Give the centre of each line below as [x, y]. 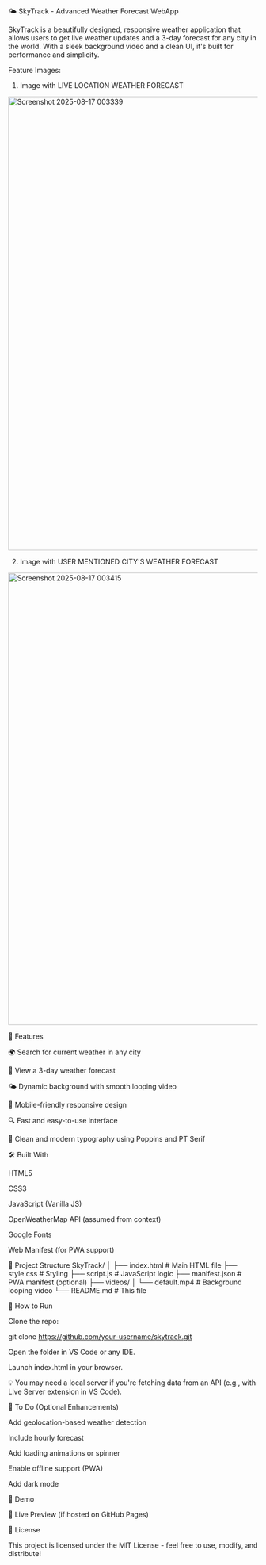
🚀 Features [26, 1036]
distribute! [25, 1554]
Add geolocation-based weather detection [77, 1422]
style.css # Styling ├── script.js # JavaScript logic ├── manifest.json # [125, 1274]
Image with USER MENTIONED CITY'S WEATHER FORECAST [119, 562]
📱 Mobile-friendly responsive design [68, 1105]
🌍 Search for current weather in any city [74, 1052]
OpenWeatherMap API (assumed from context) [85, 1219]
